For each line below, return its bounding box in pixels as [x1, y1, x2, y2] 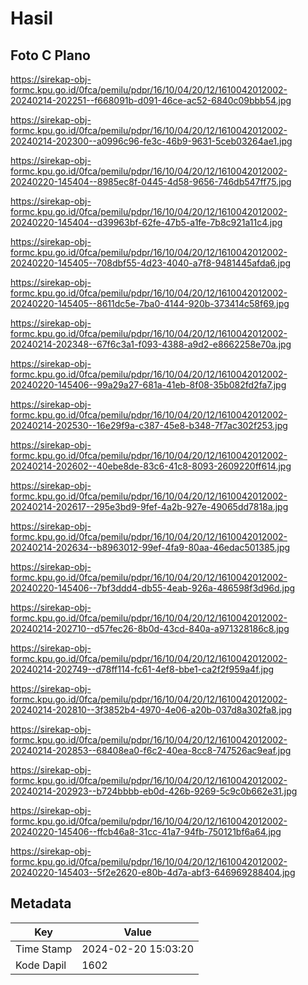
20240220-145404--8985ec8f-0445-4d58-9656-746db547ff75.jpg [10, 176, 292, 187]
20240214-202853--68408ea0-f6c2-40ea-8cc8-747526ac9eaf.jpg [10, 745, 292, 756]
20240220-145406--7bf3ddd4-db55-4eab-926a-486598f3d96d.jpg [10, 582, 296, 594]
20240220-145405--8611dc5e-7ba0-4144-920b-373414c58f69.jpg [10, 298, 290, 309]
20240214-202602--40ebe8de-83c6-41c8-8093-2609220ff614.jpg [10, 460, 292, 472]
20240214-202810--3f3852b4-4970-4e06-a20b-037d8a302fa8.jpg [10, 704, 293, 716]
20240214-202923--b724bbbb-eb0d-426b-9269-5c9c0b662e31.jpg [10, 785, 298, 797]
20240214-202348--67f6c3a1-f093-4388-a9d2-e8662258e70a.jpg [10, 338, 292, 350]
